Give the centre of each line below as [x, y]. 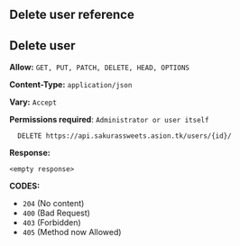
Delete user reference [72, 15]
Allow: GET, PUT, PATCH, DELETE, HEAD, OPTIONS [99, 68]
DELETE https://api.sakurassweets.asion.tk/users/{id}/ [125, 136]
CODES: [25, 186]
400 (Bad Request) [56, 213]
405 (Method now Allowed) [72, 232]
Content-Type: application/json [71, 85]
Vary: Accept [33, 102]
